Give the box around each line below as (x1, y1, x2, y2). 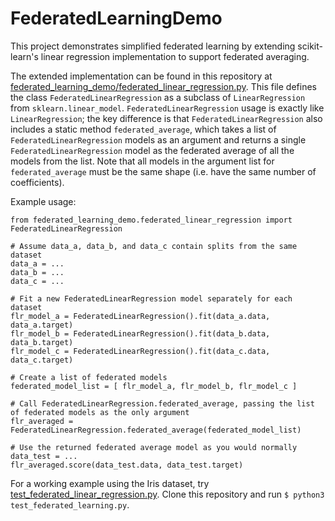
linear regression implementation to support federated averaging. (40, 50, 310, 62)
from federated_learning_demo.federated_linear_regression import (10, 215, 293, 225)
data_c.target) (10, 355, 74, 365)
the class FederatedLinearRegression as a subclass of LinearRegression (10, 91, 306, 103)
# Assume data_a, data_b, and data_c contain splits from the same (10, 241, 298, 251)
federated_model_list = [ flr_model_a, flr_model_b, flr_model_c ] (10, 381, 298, 391)
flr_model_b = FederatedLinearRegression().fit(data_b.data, (10, 328, 271, 339)
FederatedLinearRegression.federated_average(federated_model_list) (10, 425, 302, 435)
